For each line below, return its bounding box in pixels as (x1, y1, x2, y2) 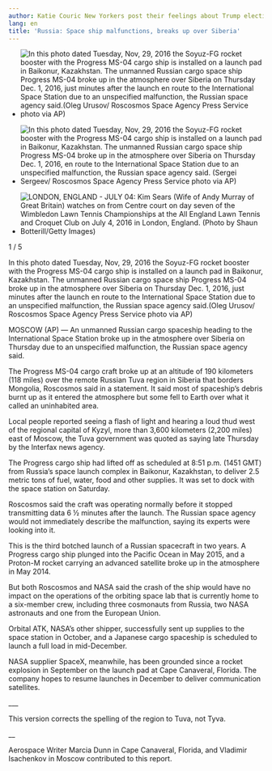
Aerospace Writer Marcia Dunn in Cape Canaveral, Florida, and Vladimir (8, 745, 248, 755)
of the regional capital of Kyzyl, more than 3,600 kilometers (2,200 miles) (8, 426, 253, 435)
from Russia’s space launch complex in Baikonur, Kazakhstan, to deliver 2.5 (8, 467, 260, 477)
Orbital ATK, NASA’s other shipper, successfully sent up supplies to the (8, 624, 245, 633)
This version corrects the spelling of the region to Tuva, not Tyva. (8, 714, 227, 724)
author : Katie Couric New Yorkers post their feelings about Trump (8, 11, 241, 20)
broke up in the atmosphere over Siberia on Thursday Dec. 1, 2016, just (8, 284, 244, 294)
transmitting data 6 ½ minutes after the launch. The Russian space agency (8, 508, 257, 518)
